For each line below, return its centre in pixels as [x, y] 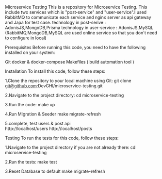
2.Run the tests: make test [31, 162]
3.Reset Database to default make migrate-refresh [55, 171]
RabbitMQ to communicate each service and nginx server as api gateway [78, 17]
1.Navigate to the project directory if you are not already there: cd [70, 147]
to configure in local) [26, 38]
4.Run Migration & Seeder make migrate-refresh [53, 114]
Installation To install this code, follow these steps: [55, 71]
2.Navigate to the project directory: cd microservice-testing [65, 95]
